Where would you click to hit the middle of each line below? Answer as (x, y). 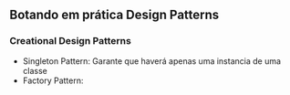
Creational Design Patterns (71, 41)
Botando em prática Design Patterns (114, 15)
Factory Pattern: (53, 80)
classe (35, 70)
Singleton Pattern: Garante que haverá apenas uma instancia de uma (151, 61)
